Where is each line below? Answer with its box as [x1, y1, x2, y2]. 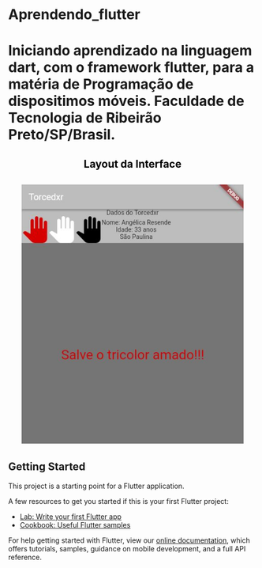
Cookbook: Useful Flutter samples [19, 520, 131, 529]
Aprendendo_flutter [8, 6, 140, 24]
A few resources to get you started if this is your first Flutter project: [8, 496, 229, 506]
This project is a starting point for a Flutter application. [8, 481, 185, 490]
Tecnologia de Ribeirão [8, 109, 162, 127]
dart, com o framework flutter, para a [8, 59, 255, 77]
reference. [8, 552, 42, 562]
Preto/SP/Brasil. [8, 126, 116, 144]
